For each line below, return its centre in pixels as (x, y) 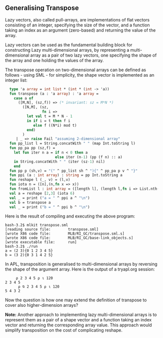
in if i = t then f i (48, 121)
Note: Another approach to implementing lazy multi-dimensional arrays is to (81, 315)
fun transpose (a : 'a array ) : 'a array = (54, 94)
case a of (24, 98)
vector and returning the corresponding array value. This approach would (78, 325)
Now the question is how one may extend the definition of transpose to (76, 300)
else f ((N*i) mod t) (55, 125)
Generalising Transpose (42, 8)
